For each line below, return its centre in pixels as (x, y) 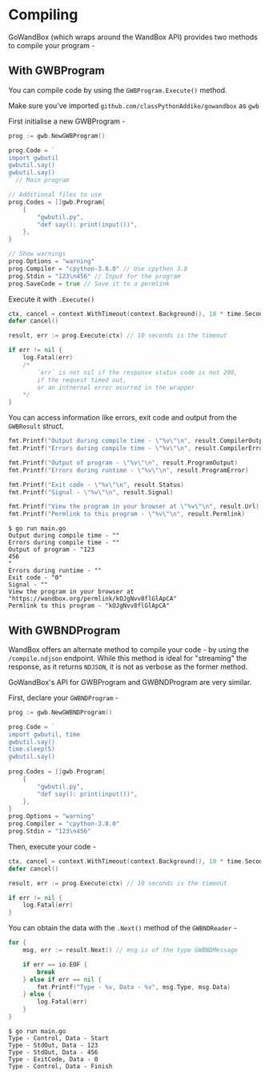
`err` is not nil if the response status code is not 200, (138, 372)
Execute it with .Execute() (51, 299)
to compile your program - (52, 45)
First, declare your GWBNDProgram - (63, 697)
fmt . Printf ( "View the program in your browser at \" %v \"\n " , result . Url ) (134, 507)
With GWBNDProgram (64, 630)
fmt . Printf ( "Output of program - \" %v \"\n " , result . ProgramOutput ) (123, 463)
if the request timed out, (82, 380)
